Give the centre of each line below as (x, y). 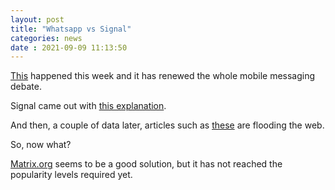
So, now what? (41, 145)
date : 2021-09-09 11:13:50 (69, 47)
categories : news (46, 38)
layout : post (37, 19)
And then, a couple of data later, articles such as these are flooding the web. (167, 125)
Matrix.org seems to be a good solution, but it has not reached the (146, 164)
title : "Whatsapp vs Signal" (71, 29)
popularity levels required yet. (71, 175)
